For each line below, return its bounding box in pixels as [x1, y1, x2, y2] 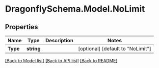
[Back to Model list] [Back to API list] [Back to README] [5, 58, 118, 64]
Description [45, 37, 74, 44]
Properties [5, 23, 38, 31]
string [26, 45, 41, 52]
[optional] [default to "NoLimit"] [78, 45, 152, 52]
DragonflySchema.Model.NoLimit [5, 3, 145, 15]
